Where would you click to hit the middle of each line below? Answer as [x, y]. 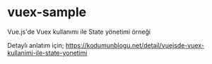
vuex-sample [47, 12]
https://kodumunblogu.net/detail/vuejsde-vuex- [135, 45]
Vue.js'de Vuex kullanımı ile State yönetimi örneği [79, 32]
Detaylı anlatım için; [36, 45]
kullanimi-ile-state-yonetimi [47, 53]
